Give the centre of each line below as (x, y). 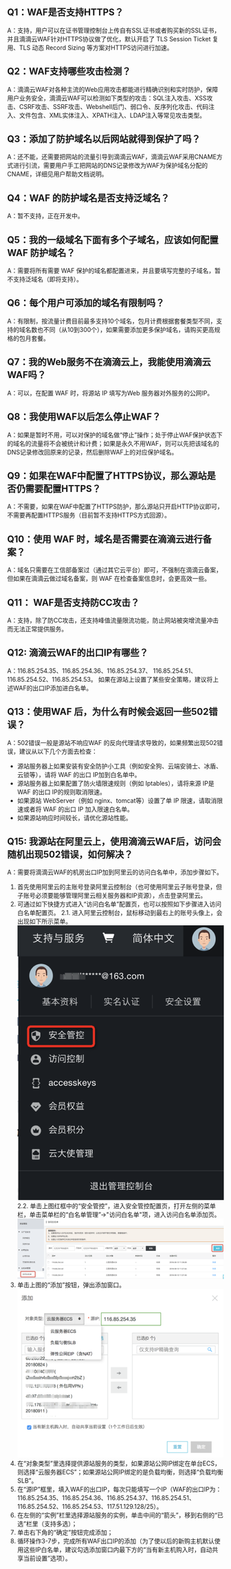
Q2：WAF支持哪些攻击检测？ (69, 71)
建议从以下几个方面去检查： (58, 751)
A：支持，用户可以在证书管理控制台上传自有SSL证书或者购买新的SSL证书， (114, 30)
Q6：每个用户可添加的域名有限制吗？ (86, 303)
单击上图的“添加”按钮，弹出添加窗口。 (71, 1285)
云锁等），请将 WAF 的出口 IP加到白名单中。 (79, 774)
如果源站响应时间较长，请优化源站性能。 (74, 818)
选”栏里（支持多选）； (47, 1524)
